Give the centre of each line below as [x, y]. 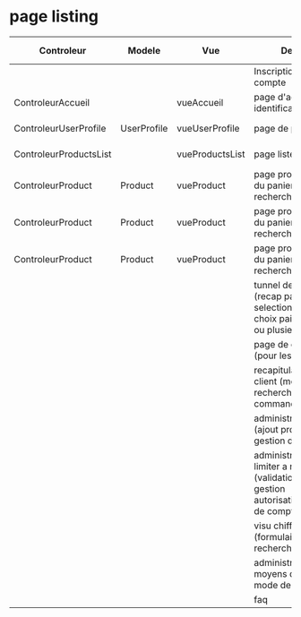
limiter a [271, 466]
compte [270, 82]
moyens [271, 573]
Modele [144, 50]
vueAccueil [200, 102]
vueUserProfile [208, 128]
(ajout [267, 429]
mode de [272, 585]
